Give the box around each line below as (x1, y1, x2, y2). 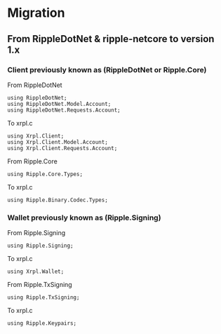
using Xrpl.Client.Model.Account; (7, 138, 109, 145)
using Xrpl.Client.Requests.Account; (7, 145, 118, 152)
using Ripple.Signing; (7, 242, 74, 250)
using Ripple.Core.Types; (7, 171, 83, 178)
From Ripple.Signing (7, 229, 66, 237)
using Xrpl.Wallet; (7, 268, 65, 275)
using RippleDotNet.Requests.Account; (7, 107, 121, 114)
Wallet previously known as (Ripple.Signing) (7, 213, 161, 222)
